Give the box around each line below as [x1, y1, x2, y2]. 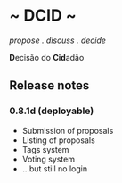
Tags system [21, 144, 69, 154]
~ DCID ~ [9, 5, 77, 26]
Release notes [9, 78, 90, 94]
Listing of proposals [21, 135, 95, 146]
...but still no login [21, 162, 87, 174]
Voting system [21, 154, 76, 164]
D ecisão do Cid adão [9, 52, 85, 62]
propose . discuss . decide [9, 35, 107, 46]
